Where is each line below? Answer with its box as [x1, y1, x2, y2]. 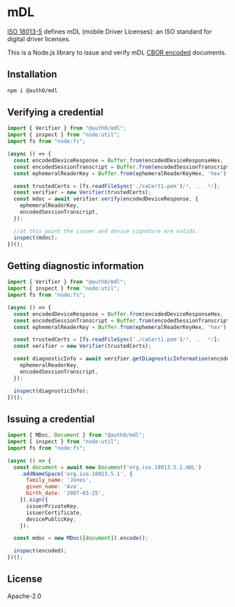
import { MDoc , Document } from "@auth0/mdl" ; [7, 432, 145, 439]
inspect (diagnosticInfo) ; [13, 387, 90, 395]
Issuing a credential [7, 413, 95, 425]
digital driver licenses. [7, 34, 71, 43]
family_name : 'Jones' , [25, 476, 92, 484]
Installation [7, 68, 57, 80]
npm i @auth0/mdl [7, 87, 58, 94]
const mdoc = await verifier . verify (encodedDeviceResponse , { [13, 196, 199, 203]
